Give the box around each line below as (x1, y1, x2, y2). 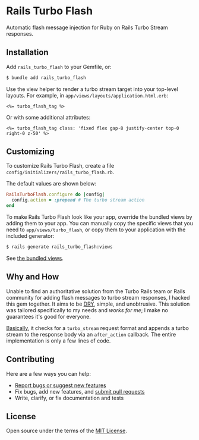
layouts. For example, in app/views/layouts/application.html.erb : (6, 92, 168, 99)
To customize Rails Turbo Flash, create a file (6, 162, 115, 169)
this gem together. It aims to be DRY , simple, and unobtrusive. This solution (6, 300, 190, 307)
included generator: (6, 232, 55, 240)
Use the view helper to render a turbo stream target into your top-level (6, 85, 178, 93)
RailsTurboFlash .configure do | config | (6, 191, 105, 197)
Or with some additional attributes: (6, 114, 91, 121)
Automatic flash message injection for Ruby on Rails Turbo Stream (6, 24, 168, 31)
